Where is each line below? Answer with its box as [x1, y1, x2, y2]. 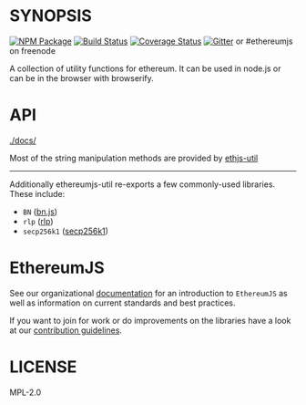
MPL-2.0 [9, 387, 42, 398]
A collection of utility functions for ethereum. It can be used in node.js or [9, 63, 281, 74]
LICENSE [9, 357, 77, 377]
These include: [9, 188, 66, 199]
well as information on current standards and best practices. [9, 297, 236, 308]
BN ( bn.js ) [22, 206, 57, 217]
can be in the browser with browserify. [9, 72, 155, 83]
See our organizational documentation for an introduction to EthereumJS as [9, 287, 289, 298]
